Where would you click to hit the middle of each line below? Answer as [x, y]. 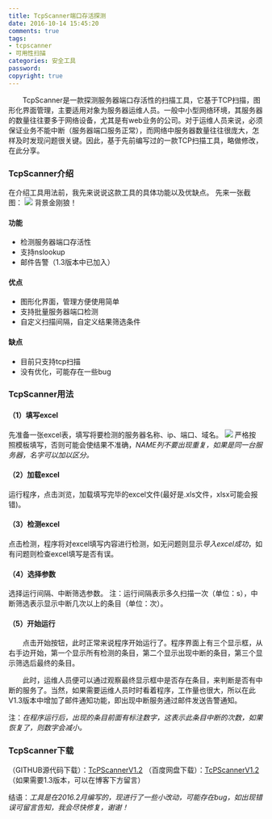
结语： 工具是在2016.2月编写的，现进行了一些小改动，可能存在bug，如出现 [132, 797]
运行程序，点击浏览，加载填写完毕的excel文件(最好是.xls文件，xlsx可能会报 [133, 494]
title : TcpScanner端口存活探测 [57, 16]
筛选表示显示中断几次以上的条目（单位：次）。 [91, 603]
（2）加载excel [34, 475]
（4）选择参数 [32, 573]
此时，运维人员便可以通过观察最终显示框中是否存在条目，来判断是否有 [139, 680]
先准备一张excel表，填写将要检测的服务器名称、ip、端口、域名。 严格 [129, 435]
